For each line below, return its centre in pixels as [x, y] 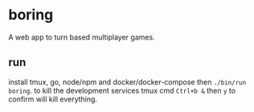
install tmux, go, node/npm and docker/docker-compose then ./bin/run [127, 81]
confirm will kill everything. [53, 99]
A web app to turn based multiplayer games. [82, 37]
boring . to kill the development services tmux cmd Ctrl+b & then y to [122, 90]
